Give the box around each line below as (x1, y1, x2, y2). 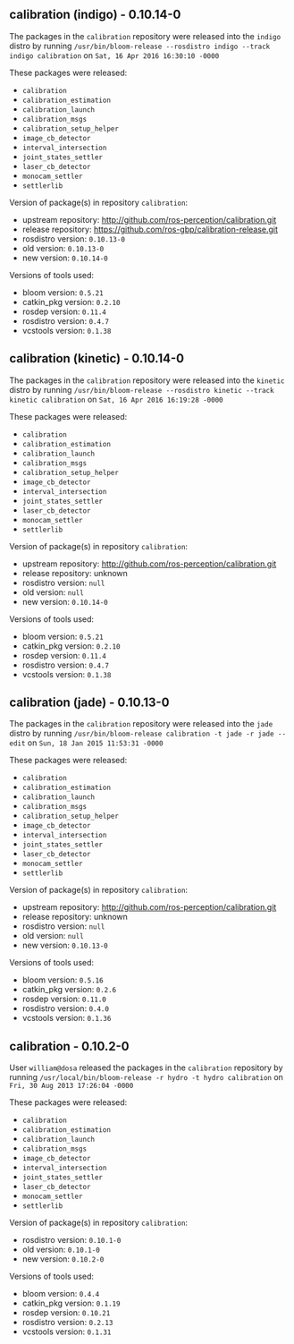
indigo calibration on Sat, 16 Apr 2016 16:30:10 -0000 (9, 49, 220, 61)
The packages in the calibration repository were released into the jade (9, 719, 273, 729)
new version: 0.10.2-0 (21, 1254, 105, 1264)
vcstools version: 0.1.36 (21, 1013, 112, 1024)
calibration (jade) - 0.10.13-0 (9, 695, 170, 710)
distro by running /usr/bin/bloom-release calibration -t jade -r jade (9, 728, 274, 739)
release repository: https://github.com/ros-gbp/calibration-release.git (21, 224, 279, 234)
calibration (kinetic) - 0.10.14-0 (9, 351, 185, 366)
